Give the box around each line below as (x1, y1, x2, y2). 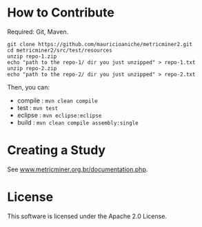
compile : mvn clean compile (17, 96, 98, 105)
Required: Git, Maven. (7, 28, 69, 36)
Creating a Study (7, 142, 105, 158)
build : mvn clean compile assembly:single (17, 118, 139, 127)
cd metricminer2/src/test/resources (7, 47, 112, 54)
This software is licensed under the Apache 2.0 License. (7, 212, 168, 220)
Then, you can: (7, 83, 50, 91)
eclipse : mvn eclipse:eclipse (17, 111, 102, 119)
